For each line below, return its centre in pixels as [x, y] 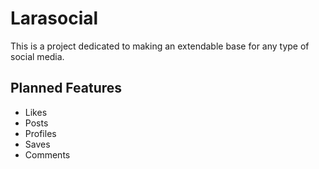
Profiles [40, 133]
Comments [47, 154]
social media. [37, 56]
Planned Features [66, 88]
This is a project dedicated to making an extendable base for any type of [160, 46]
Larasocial [54, 18]
